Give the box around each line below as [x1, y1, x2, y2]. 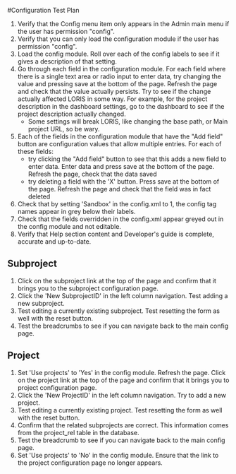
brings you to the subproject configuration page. [17, 284, 159, 292]
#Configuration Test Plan [7, 6, 80, 14]
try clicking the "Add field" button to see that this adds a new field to [27, 155, 227, 163]
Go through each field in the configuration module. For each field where [17, 65, 226, 73]
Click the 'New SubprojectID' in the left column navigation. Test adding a [17, 291, 228, 300]
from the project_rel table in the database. [17, 428, 139, 437]
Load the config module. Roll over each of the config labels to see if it [17, 49, 220, 58]
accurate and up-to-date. [17, 237, 92, 246]
